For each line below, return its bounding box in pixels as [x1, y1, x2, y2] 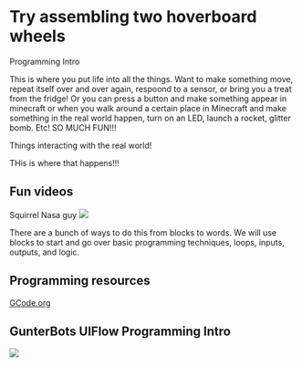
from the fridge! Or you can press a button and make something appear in [9, 93, 287, 104]
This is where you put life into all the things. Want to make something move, [9, 73, 294, 84]
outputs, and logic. [9, 246, 80, 257]
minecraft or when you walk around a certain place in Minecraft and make [9, 102, 287, 113]
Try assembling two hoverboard [9, 6, 257, 27]
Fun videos [9, 184, 74, 200]
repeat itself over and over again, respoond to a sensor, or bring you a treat [9, 83, 292, 94]
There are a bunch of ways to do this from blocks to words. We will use [9, 226, 276, 238]
